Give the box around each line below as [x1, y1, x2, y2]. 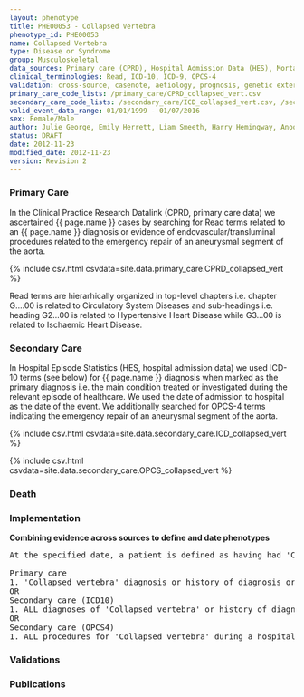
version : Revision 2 [9, 156, 88, 166]
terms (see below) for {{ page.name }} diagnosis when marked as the [19, 373, 279, 383]
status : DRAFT [9, 131, 63, 140]
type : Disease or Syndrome [9, 47, 111, 56]
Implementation [9, 511, 81, 524]
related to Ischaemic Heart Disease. [9, 319, 143, 330]
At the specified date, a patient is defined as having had [9, 550, 282, 560]
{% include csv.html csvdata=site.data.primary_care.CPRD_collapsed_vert [9, 263, 284, 274]
